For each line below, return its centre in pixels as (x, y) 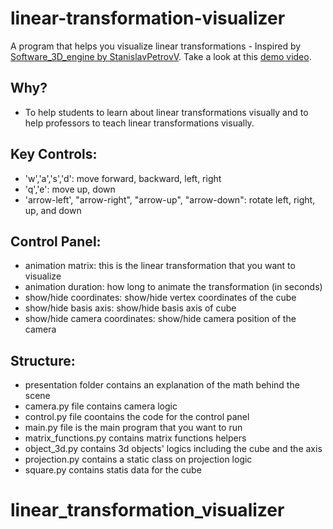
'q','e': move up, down (70, 189)
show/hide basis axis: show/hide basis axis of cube (130, 308)
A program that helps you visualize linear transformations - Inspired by (156, 46)
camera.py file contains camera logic (101, 406)
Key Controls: (54, 154)
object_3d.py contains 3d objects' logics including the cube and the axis (173, 449)
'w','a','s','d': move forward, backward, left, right (123, 178)
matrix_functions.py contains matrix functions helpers (135, 438)
